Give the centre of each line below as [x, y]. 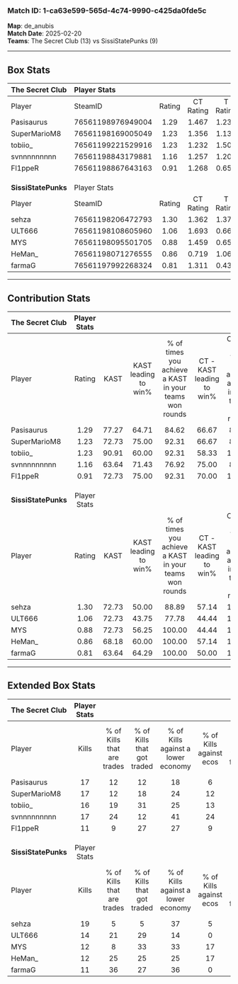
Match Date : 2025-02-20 [45, 33]
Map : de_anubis [31, 26]
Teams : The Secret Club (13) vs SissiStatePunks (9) [83, 41]
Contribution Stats [49, 298]
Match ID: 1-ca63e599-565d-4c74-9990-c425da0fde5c [107, 11]
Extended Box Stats [51, 686]
